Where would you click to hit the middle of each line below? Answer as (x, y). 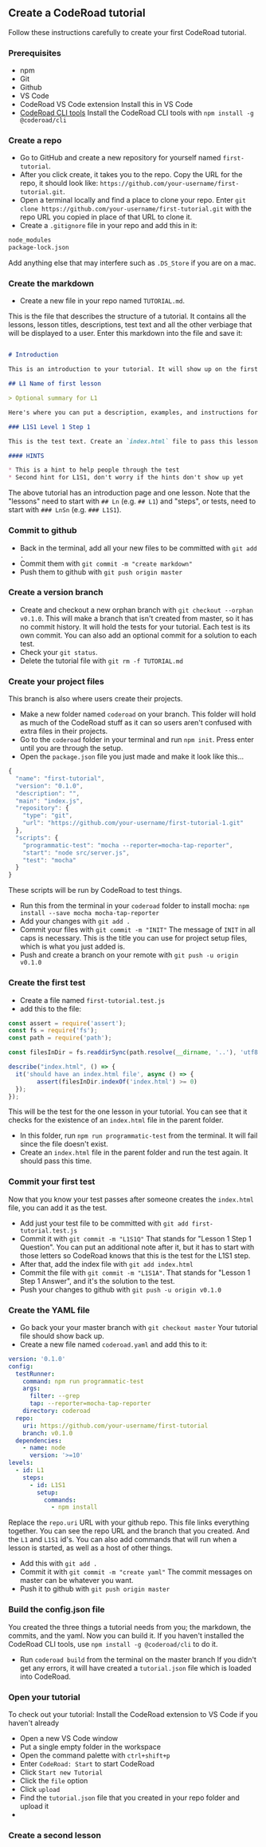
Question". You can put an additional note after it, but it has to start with (137, 1247)
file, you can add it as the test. (58, 1207)
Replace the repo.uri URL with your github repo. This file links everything (129, 1522)
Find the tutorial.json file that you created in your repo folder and (130, 1798)
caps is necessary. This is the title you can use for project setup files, (133, 938)
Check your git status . (59, 652)
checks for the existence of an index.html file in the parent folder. (116, 1120)
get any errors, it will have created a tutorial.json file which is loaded (135, 1667)
